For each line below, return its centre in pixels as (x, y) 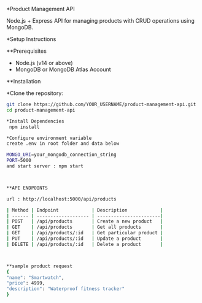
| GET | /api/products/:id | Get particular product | (85, 233)
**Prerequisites (27, 51)
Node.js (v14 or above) (44, 63)
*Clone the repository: (35, 93)
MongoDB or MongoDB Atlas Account (63, 69)
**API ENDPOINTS (27, 188)
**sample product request (39, 266)
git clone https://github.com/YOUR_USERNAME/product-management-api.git (101, 104)
